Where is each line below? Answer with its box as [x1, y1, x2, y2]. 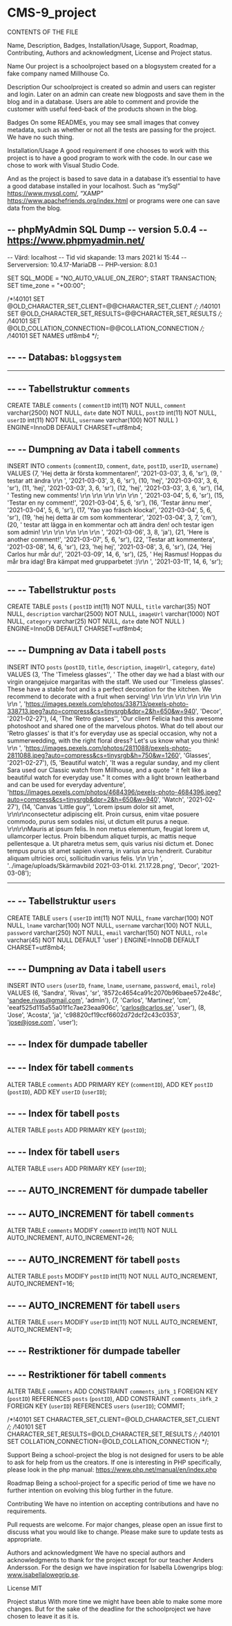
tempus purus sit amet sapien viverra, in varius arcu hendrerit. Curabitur [7, 847, 213, 855]
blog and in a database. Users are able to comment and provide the [7, 97, 199, 105]
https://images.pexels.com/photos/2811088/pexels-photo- [25, 743, 192, 752]
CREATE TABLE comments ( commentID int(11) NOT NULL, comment [7, 401, 186, 410]
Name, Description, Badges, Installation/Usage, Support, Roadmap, [7, 41, 199, 49]
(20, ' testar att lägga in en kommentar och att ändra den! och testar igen [7, 521, 214, 529]
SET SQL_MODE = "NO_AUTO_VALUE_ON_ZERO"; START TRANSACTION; [7, 273, 217, 282]
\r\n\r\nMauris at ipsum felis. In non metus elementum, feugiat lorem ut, [7, 824, 211, 833]
